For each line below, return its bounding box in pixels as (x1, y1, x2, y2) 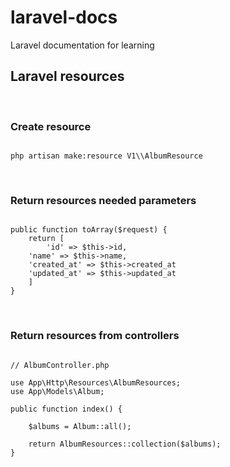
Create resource (10, 119, 92, 133)
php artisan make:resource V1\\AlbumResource (10, 151, 203, 161)
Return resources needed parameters (10, 193, 197, 207)
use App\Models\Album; (10, 386, 105, 396)
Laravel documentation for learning (10, 39, 155, 51)
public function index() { (10, 404, 123, 414)
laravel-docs (10, 6, 118, 29)
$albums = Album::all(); (28, 421, 132, 431)
